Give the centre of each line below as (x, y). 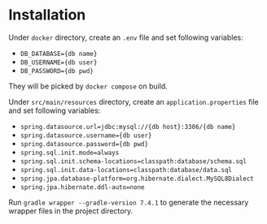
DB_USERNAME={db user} (59, 62)
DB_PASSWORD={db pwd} (57, 71)
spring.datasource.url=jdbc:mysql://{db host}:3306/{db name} (128, 127)
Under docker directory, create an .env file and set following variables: (126, 37)
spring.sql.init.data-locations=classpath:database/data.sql (126, 170)
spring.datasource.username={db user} (86, 136)
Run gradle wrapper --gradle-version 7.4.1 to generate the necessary (129, 202)
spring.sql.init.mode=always (70, 153)
